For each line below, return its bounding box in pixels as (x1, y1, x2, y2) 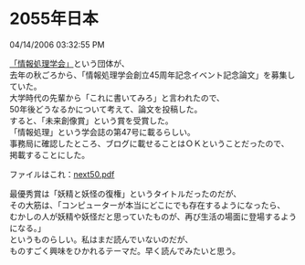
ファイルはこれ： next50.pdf (9, 168, 115, 179)
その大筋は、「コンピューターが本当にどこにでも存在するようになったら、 (9, 199, 286, 210)
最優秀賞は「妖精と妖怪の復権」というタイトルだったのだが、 (9, 188, 242, 199)
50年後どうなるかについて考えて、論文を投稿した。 (9, 103, 203, 114)
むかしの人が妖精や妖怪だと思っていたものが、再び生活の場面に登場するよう (9, 211, 298, 222)
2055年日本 (9, 8, 99, 29)
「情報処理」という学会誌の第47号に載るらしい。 (9, 126, 195, 137)
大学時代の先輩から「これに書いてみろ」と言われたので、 (9, 92, 226, 103)
